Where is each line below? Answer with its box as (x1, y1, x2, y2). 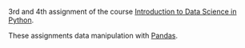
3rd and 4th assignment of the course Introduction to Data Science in (8, 7, 237, 16)
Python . (8, 15, 34, 25)
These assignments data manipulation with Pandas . (8, 31, 179, 40)
